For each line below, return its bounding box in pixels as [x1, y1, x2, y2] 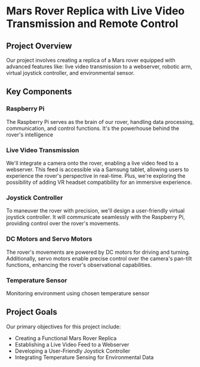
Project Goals [6, 307, 58, 317]
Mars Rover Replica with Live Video [6, 4, 185, 18]
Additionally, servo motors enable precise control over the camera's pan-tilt [6, 254, 192, 262]
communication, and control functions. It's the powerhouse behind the [6, 125, 180, 132]
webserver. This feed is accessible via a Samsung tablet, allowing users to [6, 166, 189, 173]
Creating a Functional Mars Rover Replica [14, 334, 117, 342]
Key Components [6, 87, 72, 97]
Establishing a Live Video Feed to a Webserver [14, 341, 130, 348]
